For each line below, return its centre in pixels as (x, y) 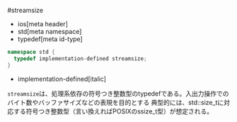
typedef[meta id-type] (50, 39)
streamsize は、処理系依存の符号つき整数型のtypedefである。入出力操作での (118, 93)
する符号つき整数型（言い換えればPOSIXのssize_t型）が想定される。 (113, 111)
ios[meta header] (43, 24)
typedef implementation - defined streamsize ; (80, 59)
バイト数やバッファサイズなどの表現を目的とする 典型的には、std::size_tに (116, 102)
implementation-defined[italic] (62, 79)
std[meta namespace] (50, 32)
